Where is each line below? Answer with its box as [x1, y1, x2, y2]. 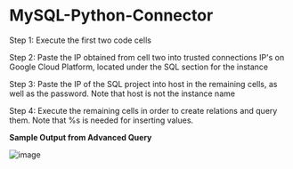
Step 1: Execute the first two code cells [9, 35, 151, 45]
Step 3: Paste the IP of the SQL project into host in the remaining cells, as [9, 78, 278, 89]
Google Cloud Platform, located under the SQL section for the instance [9, 61, 269, 72]
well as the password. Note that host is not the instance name [9, 88, 236, 99]
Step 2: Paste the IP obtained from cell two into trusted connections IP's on [9, 52, 285, 62]
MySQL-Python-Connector [9, 5, 214, 26]
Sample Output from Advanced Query [9, 132, 152, 142]
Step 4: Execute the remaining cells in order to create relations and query [9, 105, 278, 116]
